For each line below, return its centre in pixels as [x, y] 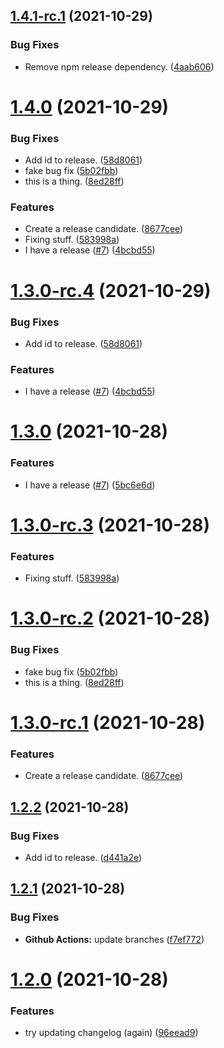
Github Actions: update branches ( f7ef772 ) [114, 939]
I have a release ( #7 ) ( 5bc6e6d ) [90, 485]
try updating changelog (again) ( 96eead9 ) [111, 1033]
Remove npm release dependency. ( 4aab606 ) [119, 66]
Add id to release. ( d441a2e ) [83, 857]
